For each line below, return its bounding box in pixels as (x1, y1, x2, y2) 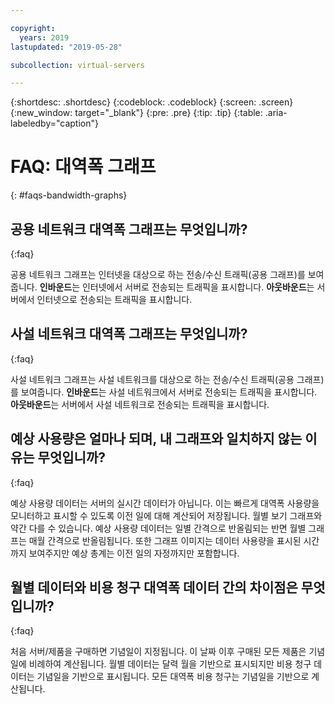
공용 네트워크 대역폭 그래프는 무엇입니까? (10, 221, 248, 238)
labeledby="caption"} (10, 117, 99, 130)
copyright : (10, 23, 56, 33)
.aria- (264, 107, 288, 119)
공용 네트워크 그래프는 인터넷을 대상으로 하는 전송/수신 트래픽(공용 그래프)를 (10, 269, 306, 280)
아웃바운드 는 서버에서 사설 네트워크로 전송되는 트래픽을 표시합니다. (10, 398, 270, 410)
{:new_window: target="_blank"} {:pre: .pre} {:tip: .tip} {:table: (10, 107, 263, 119)
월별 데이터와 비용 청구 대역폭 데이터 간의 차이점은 (10, 579, 298, 596)
